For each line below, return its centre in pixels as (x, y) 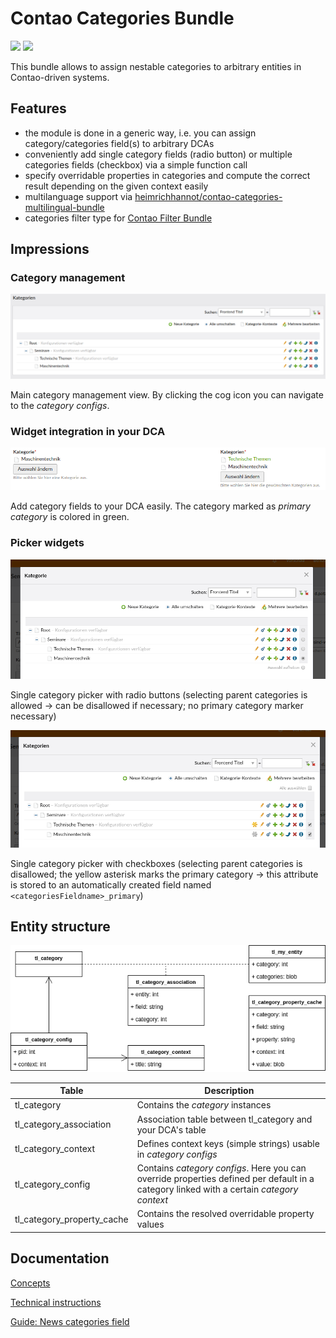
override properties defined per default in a (225, 1179)
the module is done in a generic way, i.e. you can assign (140, 133)
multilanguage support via (78, 196)
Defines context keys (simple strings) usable (228, 1143)
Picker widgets (47, 543)
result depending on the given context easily (116, 186)
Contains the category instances (204, 1105)
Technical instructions (56, 1302)
